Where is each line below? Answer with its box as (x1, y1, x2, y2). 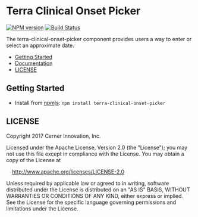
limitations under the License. (6, 204, 78, 212)
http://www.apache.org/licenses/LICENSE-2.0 (11, 168, 125, 175)
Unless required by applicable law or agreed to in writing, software (6, 179, 169, 187)
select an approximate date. (6, 42, 74, 49)
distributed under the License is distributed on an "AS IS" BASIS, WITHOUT (6, 186, 190, 193)
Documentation (14, 60, 53, 67)
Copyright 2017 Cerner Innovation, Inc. (6, 132, 101, 139)
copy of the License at (6, 156, 61, 163)
